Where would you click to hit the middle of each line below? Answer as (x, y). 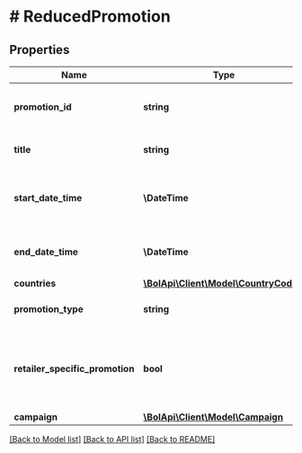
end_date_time (46, 252)
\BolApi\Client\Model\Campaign (213, 417)
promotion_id (43, 107)
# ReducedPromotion (90, 17)
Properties (40, 50)
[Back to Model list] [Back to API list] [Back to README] (112, 439)
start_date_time (48, 198)
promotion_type (49, 309)
